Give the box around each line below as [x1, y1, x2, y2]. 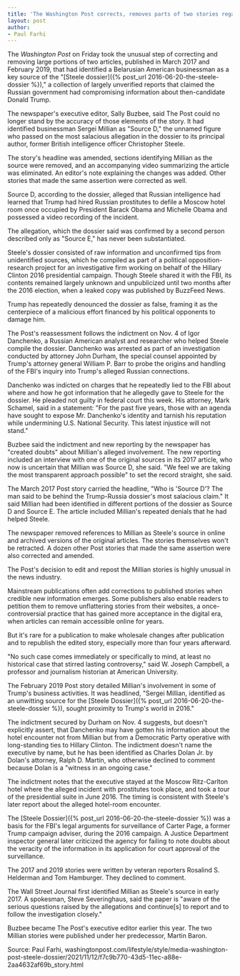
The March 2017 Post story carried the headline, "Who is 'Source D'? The [7, 484, 224, 493]
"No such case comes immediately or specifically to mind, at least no [7, 652, 211, 661]
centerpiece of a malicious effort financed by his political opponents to [7, 308, 216, 317]
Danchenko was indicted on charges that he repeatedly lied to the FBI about [7, 381, 231, 389]
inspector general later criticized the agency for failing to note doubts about [7, 837, 230, 845]
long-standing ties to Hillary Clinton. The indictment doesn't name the [7, 741, 213, 750]
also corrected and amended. [7, 552, 94, 560]
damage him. [7, 315, 46, 324]
